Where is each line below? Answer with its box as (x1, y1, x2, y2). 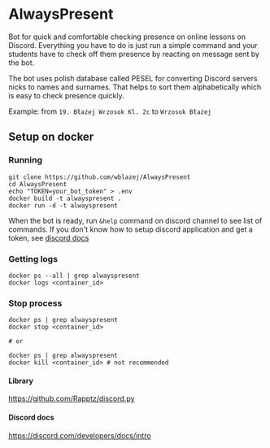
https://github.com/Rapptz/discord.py (8, 394, 135, 403)
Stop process (8, 298, 63, 309)
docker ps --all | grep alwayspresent (8, 272, 140, 280)
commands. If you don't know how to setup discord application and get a (8, 224, 254, 234)
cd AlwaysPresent (8, 180, 67, 188)
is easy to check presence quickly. (8, 90, 124, 100)
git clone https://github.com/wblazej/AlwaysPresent (8, 172, 191, 181)
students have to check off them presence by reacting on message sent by (8, 49, 260, 59)
